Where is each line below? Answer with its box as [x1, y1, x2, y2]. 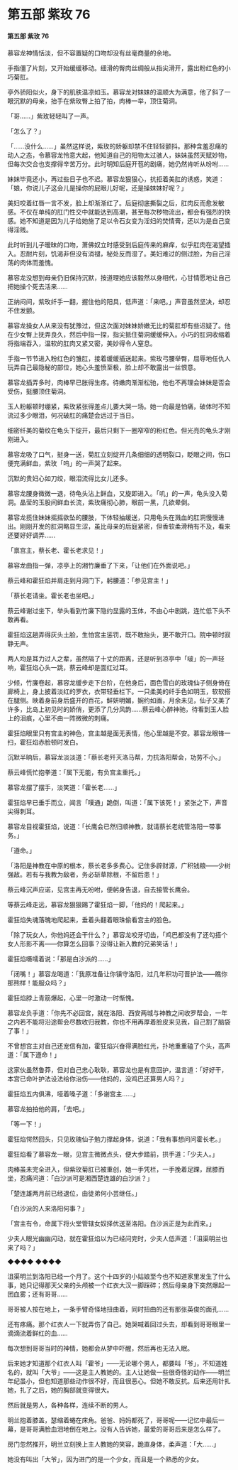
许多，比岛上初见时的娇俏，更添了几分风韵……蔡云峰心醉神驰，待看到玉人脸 [7, 705, 229, 714]
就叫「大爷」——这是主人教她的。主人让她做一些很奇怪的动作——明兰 [25, 1368, 231, 1377]
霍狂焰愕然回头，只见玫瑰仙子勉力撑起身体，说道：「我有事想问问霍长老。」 [7, 1135, 225, 1144]
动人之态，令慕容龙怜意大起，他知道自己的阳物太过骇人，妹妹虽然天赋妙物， [7, 151, 231, 160]
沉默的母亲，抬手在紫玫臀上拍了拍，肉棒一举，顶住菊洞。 [13, 97, 181, 105]
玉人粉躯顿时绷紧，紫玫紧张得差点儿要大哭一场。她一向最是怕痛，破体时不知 [7, 402, 231, 411]
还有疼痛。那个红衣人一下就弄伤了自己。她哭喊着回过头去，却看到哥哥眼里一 [7, 1320, 231, 1329]
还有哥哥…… [31, 1290, 69, 1299]
